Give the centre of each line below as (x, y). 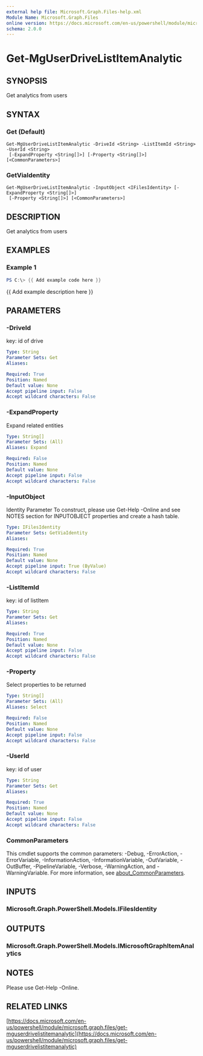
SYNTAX (23, 115)
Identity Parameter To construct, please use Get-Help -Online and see (93, 510)
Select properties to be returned (46, 685)
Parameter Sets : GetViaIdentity (47, 533)
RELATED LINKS (37, 1006)
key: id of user (24, 769)
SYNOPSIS (27, 81)
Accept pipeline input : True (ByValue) (56, 566)
